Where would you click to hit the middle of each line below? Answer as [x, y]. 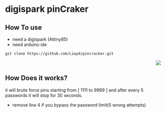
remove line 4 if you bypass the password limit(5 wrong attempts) [79, 105]
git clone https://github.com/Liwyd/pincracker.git [59, 54]
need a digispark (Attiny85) [40, 39]
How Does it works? [36, 78]
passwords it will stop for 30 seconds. [44, 95]
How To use [23, 28]
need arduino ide [29, 45]
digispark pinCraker [47, 9]
